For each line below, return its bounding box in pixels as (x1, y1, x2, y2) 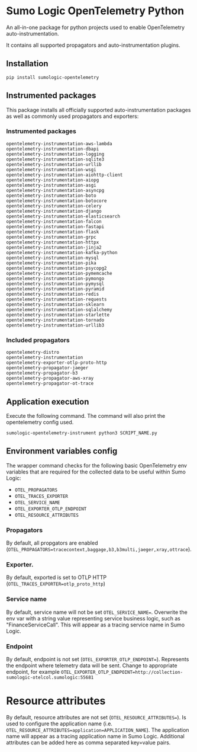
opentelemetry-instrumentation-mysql (6, 255, 99, 261)
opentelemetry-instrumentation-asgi (6, 182, 96, 188)
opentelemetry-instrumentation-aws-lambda (6, 140, 112, 146)
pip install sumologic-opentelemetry (6, 74, 99, 81)
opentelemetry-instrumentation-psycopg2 (6, 265, 108, 271)
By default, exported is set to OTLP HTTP (6, 574, 107, 581)
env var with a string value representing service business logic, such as (6, 615, 180, 622)
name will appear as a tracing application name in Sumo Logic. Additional (6, 732, 185, 740)
